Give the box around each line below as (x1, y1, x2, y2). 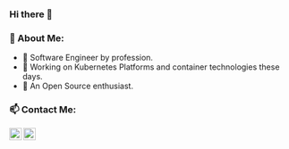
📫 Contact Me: (9, 103, 77, 116)
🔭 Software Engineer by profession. (21, 53, 154, 63)
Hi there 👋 (9, 8, 54, 21)
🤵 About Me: (9, 31, 64, 44)
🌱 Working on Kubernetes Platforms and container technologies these (21, 62, 280, 72)
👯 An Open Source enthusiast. (21, 80, 134, 92)
